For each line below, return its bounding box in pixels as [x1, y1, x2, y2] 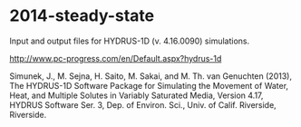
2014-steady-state [9, 5, 155, 26]
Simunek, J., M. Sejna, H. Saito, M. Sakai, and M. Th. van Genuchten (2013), [9, 70, 293, 82]
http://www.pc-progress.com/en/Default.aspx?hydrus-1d [9, 53, 222, 63]
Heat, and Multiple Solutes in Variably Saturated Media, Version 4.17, [9, 90, 264, 101]
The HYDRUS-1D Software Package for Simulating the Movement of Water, [9, 80, 288, 91]
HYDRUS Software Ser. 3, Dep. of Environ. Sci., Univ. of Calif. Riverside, [9, 99, 277, 110]
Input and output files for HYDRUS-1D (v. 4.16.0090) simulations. [9, 35, 250, 46]
